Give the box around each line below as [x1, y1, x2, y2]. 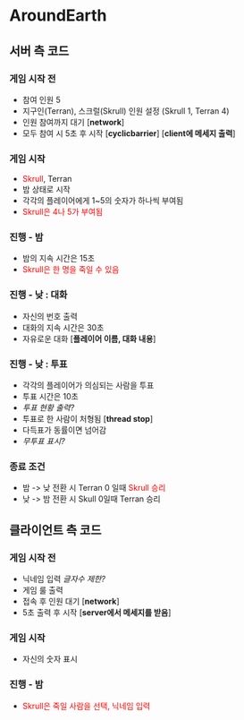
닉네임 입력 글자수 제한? [21, 574, 105, 585]
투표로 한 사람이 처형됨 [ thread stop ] [21, 414, 154, 424]
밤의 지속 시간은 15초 [21, 253, 96, 264]
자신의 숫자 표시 [21, 654, 78, 664]
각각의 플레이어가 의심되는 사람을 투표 [21, 380, 155, 390]
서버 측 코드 [9, 43, 70, 58]
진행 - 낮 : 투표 [9, 357, 68, 370]
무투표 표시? [21, 436, 65, 447]
